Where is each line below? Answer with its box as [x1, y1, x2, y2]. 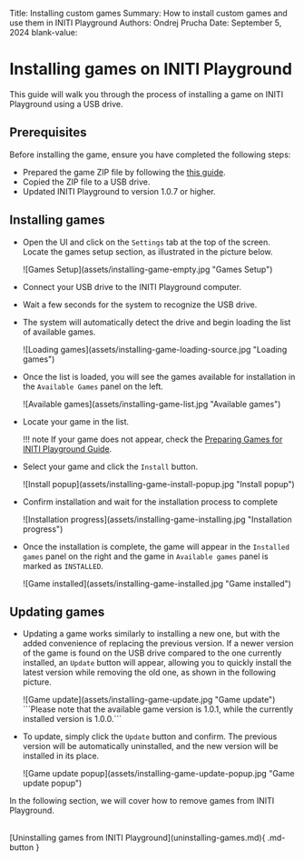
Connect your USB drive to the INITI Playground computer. [22, 281, 242, 292]
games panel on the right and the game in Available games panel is [22, 550, 270, 562]
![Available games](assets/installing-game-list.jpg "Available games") [22, 398, 281, 409]
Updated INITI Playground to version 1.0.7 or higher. [22, 185, 216, 196]
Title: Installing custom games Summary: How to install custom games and [9, 8, 288, 18]
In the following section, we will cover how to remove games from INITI [9, 796, 275, 806]
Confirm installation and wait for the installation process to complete [22, 496, 279, 507]
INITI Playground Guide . [22, 443, 113, 454]
